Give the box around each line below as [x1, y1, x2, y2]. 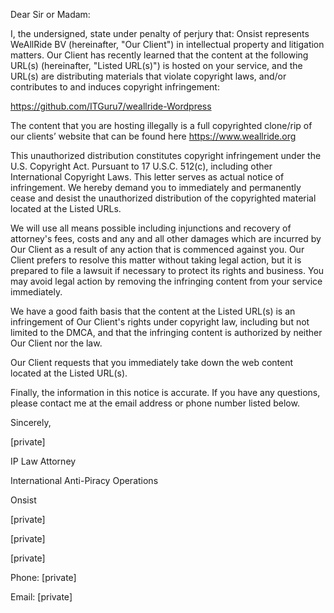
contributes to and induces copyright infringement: [10, 81, 220, 93]
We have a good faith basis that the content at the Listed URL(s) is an [10, 305, 296, 317]
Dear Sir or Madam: [10, 9, 91, 20]
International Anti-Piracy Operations [10, 475, 159, 486]
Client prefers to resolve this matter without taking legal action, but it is [10, 254, 302, 266]
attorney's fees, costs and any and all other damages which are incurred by [10, 233, 322, 244]
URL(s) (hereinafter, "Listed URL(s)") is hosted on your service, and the [10, 60, 303, 71]
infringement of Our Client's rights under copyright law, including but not [10, 316, 310, 328]
